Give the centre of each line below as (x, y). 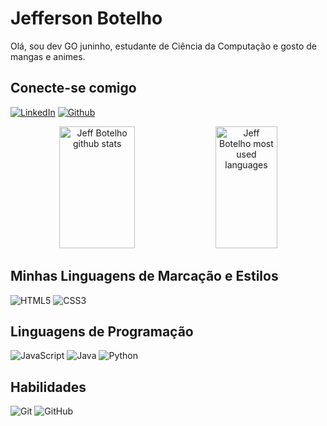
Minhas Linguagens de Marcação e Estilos (144, 276)
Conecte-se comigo (73, 88)
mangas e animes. (48, 56)
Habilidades (48, 387)
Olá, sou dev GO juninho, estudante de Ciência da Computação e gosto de (164, 46)
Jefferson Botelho (86, 18)
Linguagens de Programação (102, 331)
